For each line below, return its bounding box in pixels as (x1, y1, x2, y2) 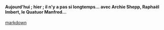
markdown (5, 20, 27, 26)
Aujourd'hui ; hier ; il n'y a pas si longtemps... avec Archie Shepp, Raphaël (5, 4, 160, 10)
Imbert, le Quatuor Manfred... (5, 9, 67, 15)
